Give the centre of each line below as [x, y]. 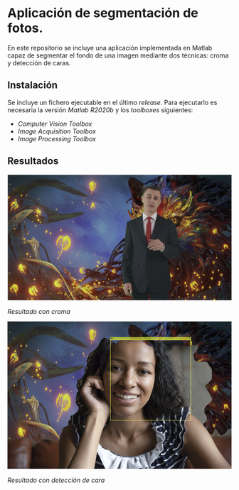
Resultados [33, 161]
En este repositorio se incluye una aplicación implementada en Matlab [110, 48]
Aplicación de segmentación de [103, 13]
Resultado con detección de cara [56, 480]
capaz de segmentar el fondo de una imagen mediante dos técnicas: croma [118, 55]
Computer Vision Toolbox [55, 124]
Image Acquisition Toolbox [57, 131]
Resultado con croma [39, 311]
